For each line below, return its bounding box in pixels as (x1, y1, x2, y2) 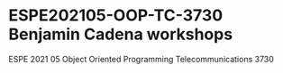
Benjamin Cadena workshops (8, 24, 233, 45)
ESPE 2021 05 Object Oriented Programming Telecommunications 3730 (8, 53, 274, 64)
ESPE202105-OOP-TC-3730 (8, 5, 224, 26)
